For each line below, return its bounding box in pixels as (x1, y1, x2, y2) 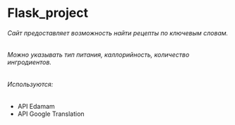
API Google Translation (17, 109, 85, 118)
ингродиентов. (7, 58, 52, 66)
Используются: (7, 80, 54, 88)
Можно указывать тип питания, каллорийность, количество (7, 51, 190, 59)
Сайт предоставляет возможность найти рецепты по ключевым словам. (7, 28, 229, 37)
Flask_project (7, 5, 89, 21)
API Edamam (17, 102, 55, 110)
